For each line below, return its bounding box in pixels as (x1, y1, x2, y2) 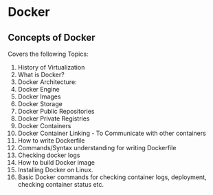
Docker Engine (17, 85, 60, 93)
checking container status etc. (17, 181, 104, 188)
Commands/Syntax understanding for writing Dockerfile (17, 144, 177, 152)
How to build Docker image (17, 158, 96, 166)
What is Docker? (17, 70, 65, 79)
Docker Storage (17, 100, 63, 107)
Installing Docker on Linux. (17, 166, 93, 174)
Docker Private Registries (17, 114, 90, 123)
